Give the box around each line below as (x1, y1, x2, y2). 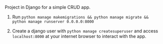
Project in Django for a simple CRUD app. (5, 4, 91, 10)
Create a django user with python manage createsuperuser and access (12, 28, 158, 34)
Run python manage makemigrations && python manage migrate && (12, 14, 149, 19)
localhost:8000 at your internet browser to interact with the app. (12, 33, 146, 39)
